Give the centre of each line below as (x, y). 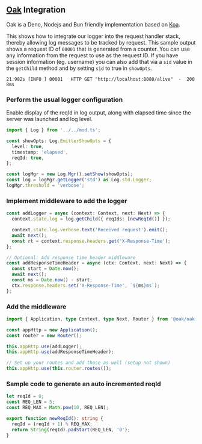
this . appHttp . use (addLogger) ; (44, 346)
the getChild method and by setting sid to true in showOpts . (79, 68)
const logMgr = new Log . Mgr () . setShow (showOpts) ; (70, 174)
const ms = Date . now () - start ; (52, 280)
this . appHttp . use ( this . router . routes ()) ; (59, 369)
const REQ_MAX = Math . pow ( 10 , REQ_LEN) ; (58, 408)
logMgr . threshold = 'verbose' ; (45, 186)
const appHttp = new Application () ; (52, 330)
